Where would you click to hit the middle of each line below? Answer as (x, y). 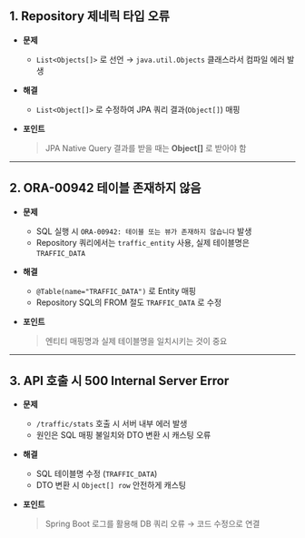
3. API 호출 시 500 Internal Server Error (119, 381)
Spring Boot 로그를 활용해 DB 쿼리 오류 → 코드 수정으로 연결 (152, 524)
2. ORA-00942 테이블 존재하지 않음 (105, 188)
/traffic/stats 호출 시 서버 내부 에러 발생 (112, 424)
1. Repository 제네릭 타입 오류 (90, 16)
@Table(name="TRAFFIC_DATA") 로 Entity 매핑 (116, 290)
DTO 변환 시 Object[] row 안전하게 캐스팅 (111, 485)
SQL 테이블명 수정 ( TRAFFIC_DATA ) (97, 474)
